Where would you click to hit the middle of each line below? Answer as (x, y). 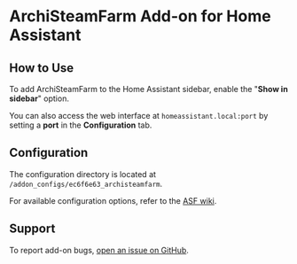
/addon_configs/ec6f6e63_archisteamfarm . (86, 183)
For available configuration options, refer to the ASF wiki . (113, 200)
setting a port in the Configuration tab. (81, 125)
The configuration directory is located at (83, 174)
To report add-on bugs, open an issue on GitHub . (99, 250)
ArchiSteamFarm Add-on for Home (141, 16)
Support (32, 229)
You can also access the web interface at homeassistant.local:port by (139, 116)
